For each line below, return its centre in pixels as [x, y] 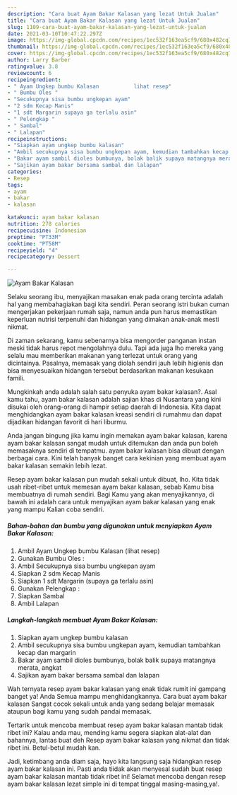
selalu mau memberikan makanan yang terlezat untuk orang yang [102, 356]
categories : [25, 172]
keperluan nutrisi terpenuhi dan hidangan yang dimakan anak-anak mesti [113, 320]
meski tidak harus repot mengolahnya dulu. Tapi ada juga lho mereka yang [115, 348]
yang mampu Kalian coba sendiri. [56, 509]
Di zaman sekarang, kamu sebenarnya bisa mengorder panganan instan [112, 341]
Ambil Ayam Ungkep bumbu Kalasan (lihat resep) [89, 551]
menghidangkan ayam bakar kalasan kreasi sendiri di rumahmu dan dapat [115, 414]
